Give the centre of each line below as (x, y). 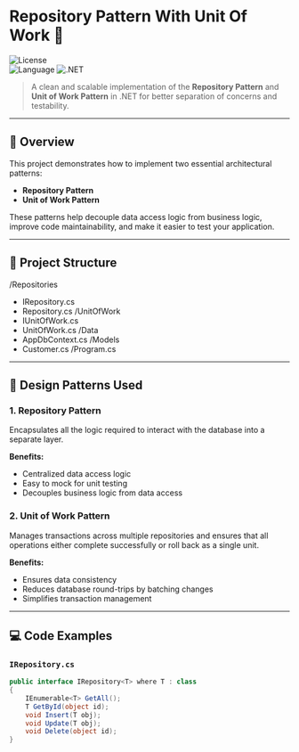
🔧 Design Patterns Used (76, 385)
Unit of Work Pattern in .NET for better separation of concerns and (154, 96)
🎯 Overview (42, 142)
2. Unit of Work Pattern (60, 516)
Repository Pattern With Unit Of (128, 16)
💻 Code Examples (61, 636)
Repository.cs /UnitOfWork (71, 311)
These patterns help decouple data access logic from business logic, (136, 217)
